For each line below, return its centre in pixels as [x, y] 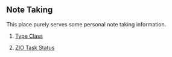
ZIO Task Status [35, 47]
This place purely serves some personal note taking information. [86, 24]
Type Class [29, 36]
